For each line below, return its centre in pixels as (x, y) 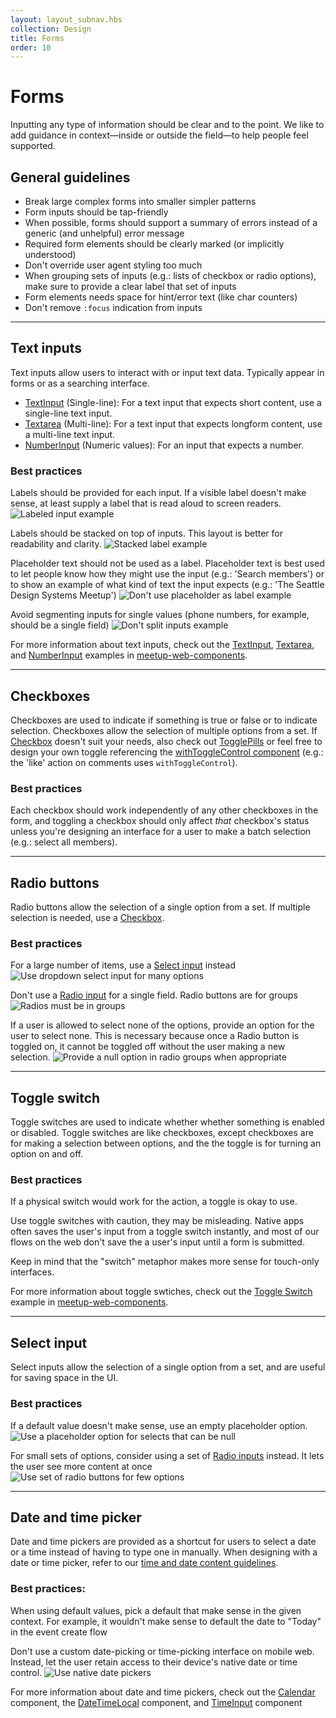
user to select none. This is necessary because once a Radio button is (155, 1036)
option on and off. (47, 1154)
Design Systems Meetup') (63, 595)
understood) (50, 254)
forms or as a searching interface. (80, 383)
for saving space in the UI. (64, 1378)
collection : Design (51, 29)
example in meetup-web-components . (89, 1302)
